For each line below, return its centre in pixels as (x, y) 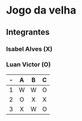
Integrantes (28, 32)
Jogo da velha (41, 10)
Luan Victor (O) (29, 64)
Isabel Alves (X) (29, 49)
